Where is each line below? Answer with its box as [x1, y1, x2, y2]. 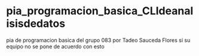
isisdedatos [6, 17, 66, 30]
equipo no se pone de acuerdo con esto [6, 43, 105, 50]
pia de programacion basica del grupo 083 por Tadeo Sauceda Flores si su [6, 36, 191, 43]
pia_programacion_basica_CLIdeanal [6, 4, 194, 18]
